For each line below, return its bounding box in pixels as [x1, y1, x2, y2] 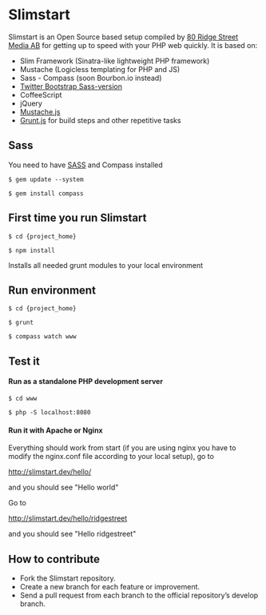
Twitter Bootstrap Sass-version [19, 82, 122, 91]
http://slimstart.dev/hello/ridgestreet [8, 513, 128, 523]
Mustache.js [19, 106, 61, 117]
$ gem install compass [8, 190, 84, 198]
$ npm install [8, 246, 56, 254]
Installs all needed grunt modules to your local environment [8, 260, 204, 270]
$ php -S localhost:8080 [8, 408, 91, 417]
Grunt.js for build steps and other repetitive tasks [19, 115, 181, 125]
